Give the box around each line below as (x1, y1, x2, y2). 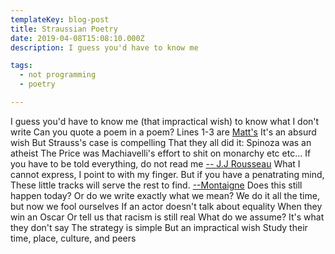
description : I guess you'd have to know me (10, 42, 199, 53)
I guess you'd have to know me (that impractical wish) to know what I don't (10, 115, 320, 127)
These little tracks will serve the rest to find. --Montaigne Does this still (10, 179, 303, 191)
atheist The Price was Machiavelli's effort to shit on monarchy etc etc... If (10, 147, 312, 159)
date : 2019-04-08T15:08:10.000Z (10, 33, 145, 43)
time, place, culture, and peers (10, 232, 137, 244)
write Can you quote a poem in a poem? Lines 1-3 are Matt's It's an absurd (10, 126, 317, 138)
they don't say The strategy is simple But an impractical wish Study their (10, 221, 308, 233)
